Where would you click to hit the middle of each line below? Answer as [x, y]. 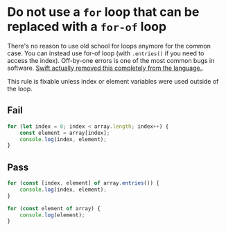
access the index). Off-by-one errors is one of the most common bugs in [111, 60]
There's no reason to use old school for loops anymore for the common [109, 46]
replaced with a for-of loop [87, 27]
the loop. [20, 89]
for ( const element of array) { [54, 208]
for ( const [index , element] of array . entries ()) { [83, 183]
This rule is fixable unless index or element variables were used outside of [113, 81]
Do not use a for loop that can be [103, 12]
